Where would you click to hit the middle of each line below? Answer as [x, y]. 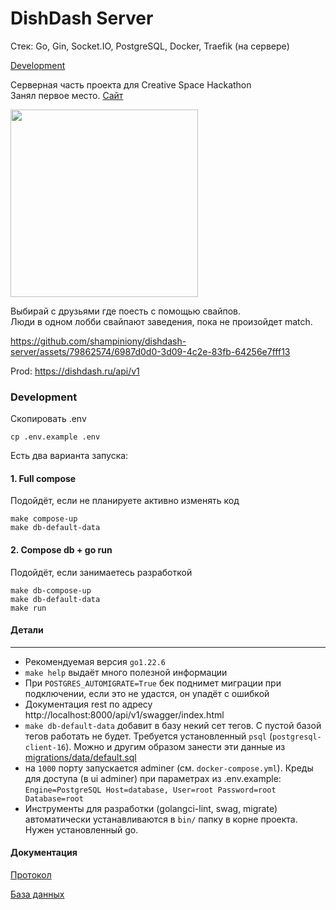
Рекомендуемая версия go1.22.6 [95, 661]
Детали [27, 630]
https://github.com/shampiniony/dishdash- [98, 341]
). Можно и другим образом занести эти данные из [175, 746]
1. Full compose [43, 478]
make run [28, 608]
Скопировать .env [48, 419]
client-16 [45, 747]
